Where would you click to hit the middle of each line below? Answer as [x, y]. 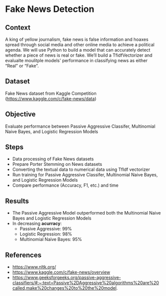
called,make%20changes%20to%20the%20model [64, 288]
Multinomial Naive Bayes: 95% [51, 239]
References [23, 255]
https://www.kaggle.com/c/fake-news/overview [61, 272]
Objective [21, 114]
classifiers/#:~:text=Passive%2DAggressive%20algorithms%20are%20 [86, 283]
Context [18, 28]
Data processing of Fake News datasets [53, 159]
